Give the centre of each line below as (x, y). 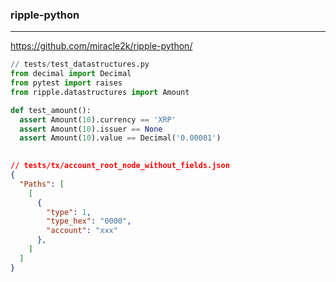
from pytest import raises (66, 83)
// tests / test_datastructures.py (80, 64)
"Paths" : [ (42, 184)
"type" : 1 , (69, 212)
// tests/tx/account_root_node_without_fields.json (120, 166)
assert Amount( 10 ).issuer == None (91, 129)
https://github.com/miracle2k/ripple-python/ (101, 46)
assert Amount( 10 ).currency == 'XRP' (98, 119)
